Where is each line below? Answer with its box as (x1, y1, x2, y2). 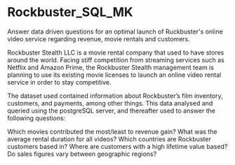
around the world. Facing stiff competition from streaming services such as (7, 55, 224, 64)
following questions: (7, 113, 66, 122)
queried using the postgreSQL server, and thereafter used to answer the (7, 106, 216, 115)
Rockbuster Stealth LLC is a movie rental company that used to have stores (7, 48, 224, 57)
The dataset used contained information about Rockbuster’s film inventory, (7, 92, 223, 100)
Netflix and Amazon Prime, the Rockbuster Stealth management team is (7, 63, 214, 71)
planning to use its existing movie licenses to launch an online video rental (7, 71, 222, 79)
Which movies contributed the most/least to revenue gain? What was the (7, 127, 217, 136)
